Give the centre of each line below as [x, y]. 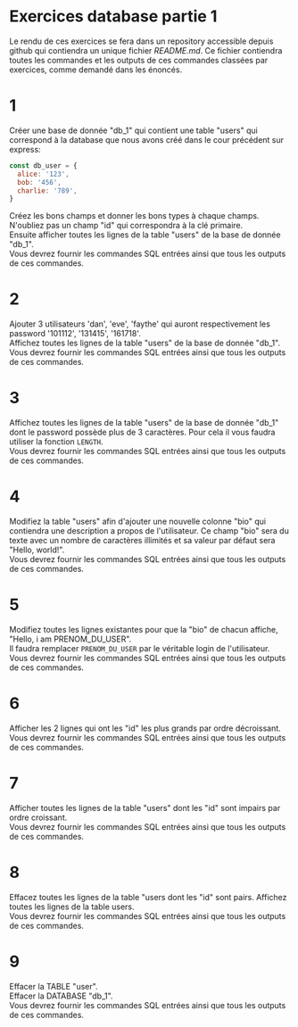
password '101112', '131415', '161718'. [75, 334]
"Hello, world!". [37, 550]
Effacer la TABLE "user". [54, 986]
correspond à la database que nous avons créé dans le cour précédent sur [146, 139]
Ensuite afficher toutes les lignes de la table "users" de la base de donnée [145, 235]
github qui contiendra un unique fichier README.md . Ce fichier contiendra [146, 50]
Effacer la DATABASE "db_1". [61, 996]
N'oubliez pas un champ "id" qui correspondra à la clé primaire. [126, 226]
